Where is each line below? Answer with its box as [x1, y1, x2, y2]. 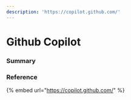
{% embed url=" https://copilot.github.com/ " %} [6, 87, 126, 94]
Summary [6, 56, 36, 65]
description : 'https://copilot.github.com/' [6, 8, 121, 15]
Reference [6, 73, 38, 81]
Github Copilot [6, 35, 81, 48]
